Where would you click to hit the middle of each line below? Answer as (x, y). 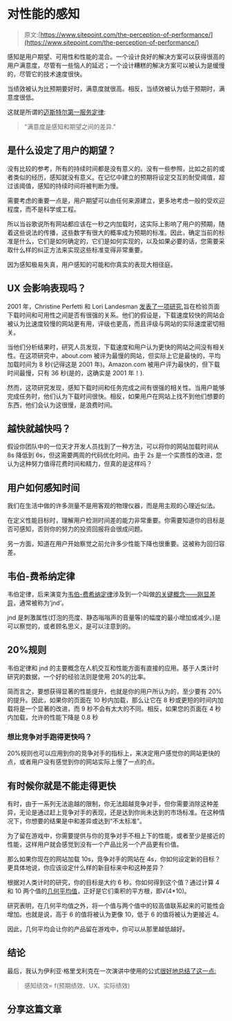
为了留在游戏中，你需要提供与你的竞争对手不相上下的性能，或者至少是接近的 (116, 835)
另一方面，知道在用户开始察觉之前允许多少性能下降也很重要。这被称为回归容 (116, 544)
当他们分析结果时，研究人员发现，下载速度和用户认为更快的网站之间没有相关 (116, 347)
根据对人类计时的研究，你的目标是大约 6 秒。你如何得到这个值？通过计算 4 (113, 882)
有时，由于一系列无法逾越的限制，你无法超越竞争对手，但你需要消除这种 (110, 803)
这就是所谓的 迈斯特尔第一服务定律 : (57, 112)
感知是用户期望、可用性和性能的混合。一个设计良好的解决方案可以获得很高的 (116, 57)
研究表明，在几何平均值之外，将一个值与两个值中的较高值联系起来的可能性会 (116, 906)
